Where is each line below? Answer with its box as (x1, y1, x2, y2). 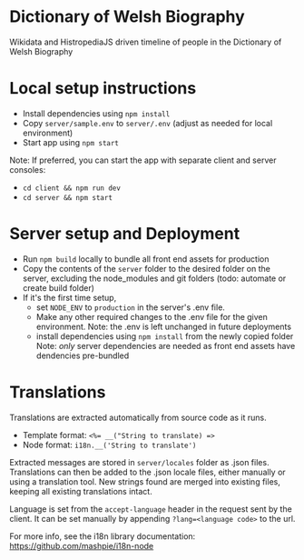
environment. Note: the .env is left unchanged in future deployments (35, 321, 292, 332)
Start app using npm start (22, 136, 120, 147)
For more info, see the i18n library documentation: (9, 530, 196, 542)
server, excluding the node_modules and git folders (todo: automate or (22, 273, 287, 284)
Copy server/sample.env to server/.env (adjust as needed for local (22, 117, 273, 128)
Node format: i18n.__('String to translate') (22, 439, 197, 450)
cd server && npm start (22, 193, 113, 202)
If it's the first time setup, (22, 292, 117, 303)
